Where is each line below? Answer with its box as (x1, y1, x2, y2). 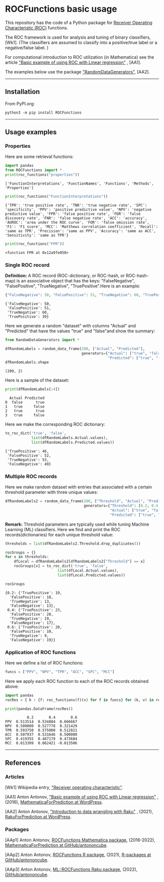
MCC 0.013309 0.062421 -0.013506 (5, 741, 78, 746)
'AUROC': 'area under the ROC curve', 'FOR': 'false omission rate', (5, 220, 150, 225)
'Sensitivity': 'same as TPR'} (5, 232, 69, 238)
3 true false (5, 413, 45, 418)
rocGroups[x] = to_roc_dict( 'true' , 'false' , (14, 564, 108, 569)
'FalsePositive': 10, (9, 629, 54, 634)
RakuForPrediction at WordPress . (5, 814, 72, 820)
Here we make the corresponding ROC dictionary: (5, 421, 105, 427)
